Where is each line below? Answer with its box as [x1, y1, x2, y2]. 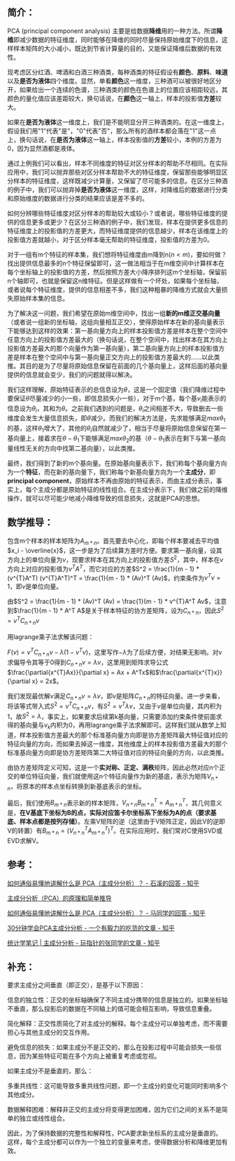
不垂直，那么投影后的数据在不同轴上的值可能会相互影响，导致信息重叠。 [7, 1005, 215, 1013]
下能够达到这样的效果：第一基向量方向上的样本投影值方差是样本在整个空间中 [7, 326, 228, 335]
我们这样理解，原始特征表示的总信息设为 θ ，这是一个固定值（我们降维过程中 [7, 385, 226, 394]
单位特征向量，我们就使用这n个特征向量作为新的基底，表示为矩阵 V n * [19, 772, 218, 782]
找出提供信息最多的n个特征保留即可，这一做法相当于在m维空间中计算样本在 [7, 259, 225, 267]
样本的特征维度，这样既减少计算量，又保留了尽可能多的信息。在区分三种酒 [13, 176, 228, 184]
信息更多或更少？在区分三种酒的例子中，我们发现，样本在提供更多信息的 [19, 217, 228, 226]
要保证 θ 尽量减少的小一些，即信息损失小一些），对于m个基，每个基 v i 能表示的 [7, 394, 227, 404]
